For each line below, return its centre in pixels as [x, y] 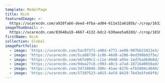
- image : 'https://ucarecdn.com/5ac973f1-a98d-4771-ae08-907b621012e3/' [85, 50]
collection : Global [25, 41]
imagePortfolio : [22, 46]
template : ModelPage [26, 10]
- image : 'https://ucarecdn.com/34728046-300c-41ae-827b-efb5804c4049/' [85, 69]
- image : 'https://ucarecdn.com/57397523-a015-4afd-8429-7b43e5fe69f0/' [85, 73]
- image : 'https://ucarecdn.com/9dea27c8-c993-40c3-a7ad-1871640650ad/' [85, 64]
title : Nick [17, 14]
